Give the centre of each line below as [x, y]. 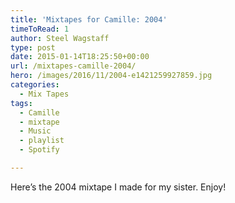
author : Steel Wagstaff [60, 38]
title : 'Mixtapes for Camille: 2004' [89, 19]
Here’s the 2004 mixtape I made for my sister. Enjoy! [118, 187]
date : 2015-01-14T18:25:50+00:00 [80, 57]
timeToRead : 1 [40, 29]
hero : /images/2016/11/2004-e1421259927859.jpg [111, 76]
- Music [35, 131]
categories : [35, 85]
